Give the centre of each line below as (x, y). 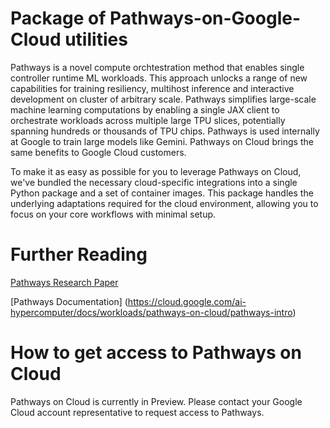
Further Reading (79, 254)
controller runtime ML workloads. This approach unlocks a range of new (159, 78)
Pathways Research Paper (64, 282)
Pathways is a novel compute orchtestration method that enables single (157, 67)
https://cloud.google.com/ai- (187, 301)
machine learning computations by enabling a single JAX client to (145, 109)
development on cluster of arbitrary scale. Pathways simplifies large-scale (163, 99)
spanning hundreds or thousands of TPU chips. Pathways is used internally (165, 131)
